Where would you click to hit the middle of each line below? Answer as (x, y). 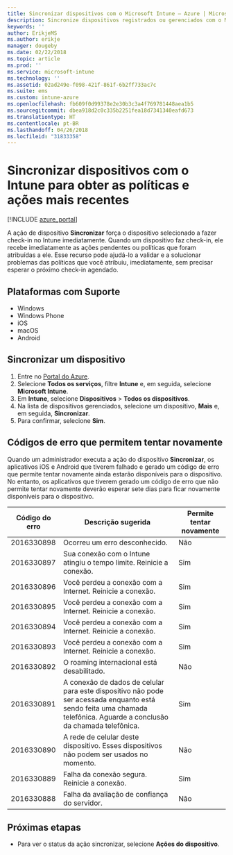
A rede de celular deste (101, 737)
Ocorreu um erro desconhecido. (115, 542)
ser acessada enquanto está (110, 699)
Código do (34, 517)
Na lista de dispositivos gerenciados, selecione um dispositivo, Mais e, (118, 406)
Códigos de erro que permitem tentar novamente (115, 443)
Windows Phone (41, 316)
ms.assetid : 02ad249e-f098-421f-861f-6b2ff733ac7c (82, 85)
